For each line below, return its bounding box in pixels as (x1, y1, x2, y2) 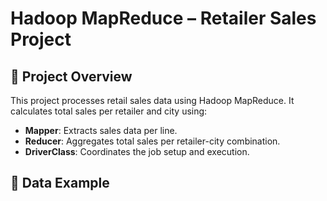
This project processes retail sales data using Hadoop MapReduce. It (10, 95, 295, 106)
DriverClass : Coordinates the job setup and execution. (24, 146, 250, 157)
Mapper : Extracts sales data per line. (24, 125, 178, 136)
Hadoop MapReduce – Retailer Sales (10, 7, 317, 30)
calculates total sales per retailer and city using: (10, 105, 208, 117)
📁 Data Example (10, 175, 110, 192)
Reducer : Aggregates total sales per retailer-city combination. (24, 135, 281, 147)
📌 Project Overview (10, 68, 133, 85)
